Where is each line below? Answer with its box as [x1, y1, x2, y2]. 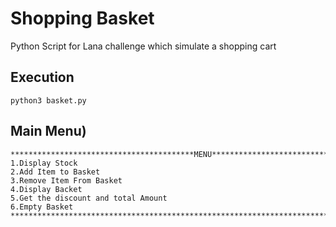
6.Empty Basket [10, 202, 74, 212]
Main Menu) [10, 123, 87, 140]
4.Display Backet [10, 184, 83, 194]
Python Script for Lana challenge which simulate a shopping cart [10, 40, 277, 52]
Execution [10, 69, 75, 86]
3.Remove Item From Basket [10, 175, 123, 186]
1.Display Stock [10, 158, 78, 168]
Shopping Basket [10, 7, 155, 30]
